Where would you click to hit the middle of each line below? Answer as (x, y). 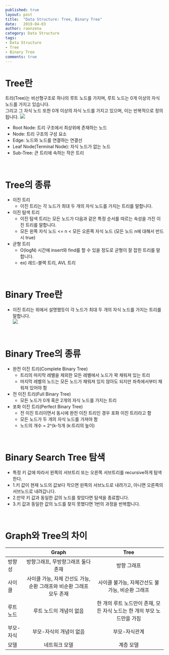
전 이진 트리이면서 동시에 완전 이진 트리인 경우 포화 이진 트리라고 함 (86, 413)
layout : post (19, 15)
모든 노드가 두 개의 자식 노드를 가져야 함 (59, 419)
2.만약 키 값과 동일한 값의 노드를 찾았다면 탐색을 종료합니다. (71, 498)
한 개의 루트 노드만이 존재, (126, 603)
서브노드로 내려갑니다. (34, 491)
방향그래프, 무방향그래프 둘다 (59, 562)
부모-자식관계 (129, 632)
